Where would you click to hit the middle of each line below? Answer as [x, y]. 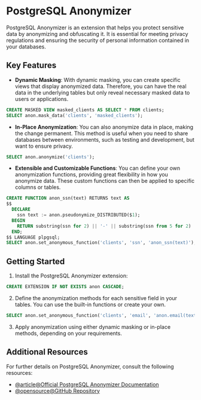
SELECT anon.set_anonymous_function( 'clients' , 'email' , [79, 315]
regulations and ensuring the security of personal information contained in [98, 40]
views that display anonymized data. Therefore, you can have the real [100, 86]
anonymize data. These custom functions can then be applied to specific [105, 181]
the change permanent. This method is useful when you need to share [101, 133]
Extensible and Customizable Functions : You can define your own [98, 168]
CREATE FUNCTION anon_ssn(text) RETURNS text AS [68, 199]
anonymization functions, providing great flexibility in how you [92, 175]
